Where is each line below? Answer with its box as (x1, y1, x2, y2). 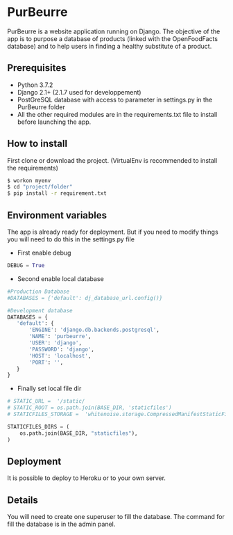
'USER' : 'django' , (28, 340, 82, 346)
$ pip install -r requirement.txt (7, 190, 107, 197)
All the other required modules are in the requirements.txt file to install (17, 110, 218, 118)
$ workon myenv (7, 177, 51, 184)
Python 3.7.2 (17, 81, 53, 89)
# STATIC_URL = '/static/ (7, 398, 85, 405)
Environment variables (7, 209, 107, 221)
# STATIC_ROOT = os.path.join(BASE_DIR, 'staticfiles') (7, 404, 172, 411)
